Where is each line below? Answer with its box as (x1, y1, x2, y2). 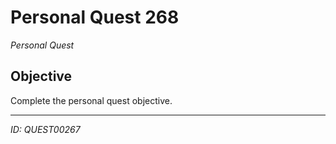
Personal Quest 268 (10, 6, 180, 29)
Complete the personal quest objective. (10, 94, 173, 106)
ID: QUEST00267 (10, 123, 81, 135)
